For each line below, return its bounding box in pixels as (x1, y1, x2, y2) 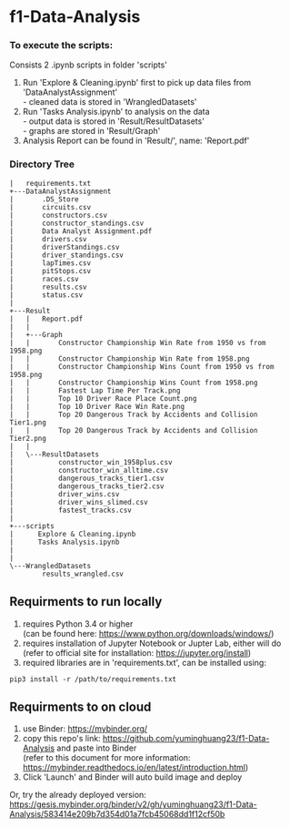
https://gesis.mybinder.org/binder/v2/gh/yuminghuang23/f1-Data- (9, 799, 257, 810)
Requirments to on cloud (9, 699, 152, 714)
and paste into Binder (56, 742, 137, 753)
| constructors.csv (9, 210, 107, 220)
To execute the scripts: (9, 39, 114, 52)
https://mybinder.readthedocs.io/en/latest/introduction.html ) (22, 762, 249, 773)
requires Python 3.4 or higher (22, 618, 134, 629)
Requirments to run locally (9, 594, 163, 609)
